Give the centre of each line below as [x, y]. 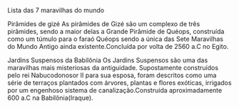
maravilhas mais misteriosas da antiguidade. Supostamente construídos [113, 68]
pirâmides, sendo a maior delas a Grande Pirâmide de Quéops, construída [116, 31]
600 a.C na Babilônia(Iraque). [51, 98]
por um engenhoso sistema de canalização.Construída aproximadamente [115, 90]
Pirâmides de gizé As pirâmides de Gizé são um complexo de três [104, 24]
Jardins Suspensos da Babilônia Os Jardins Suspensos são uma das [108, 60]
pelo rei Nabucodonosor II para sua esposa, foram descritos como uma [112, 75]
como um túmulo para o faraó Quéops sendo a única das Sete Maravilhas [115, 39]
